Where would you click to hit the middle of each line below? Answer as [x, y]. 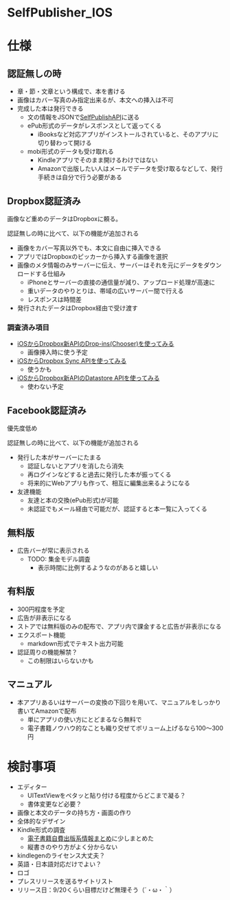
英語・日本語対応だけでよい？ [59, 864]
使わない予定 [45, 386]
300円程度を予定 [41, 609]
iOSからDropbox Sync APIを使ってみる [72, 361]
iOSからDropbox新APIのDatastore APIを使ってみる [88, 378]
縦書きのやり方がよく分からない [72, 847]
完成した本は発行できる [50, 108]
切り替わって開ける [65, 143]
